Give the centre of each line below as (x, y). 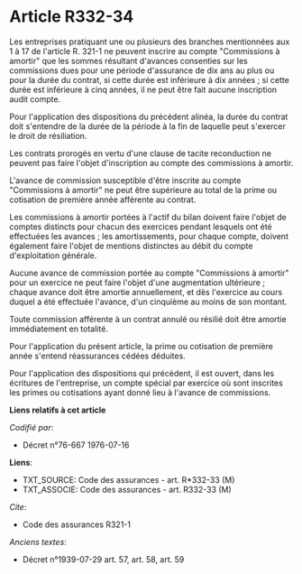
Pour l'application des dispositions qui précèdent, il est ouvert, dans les (142, 373)
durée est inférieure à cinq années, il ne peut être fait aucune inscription (143, 89)
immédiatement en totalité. (59, 329)
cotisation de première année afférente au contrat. (103, 199)
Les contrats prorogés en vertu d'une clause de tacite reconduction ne (141, 153)
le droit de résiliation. (48, 135)
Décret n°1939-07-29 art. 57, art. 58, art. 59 (103, 559)
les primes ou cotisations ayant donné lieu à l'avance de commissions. (140, 392)
